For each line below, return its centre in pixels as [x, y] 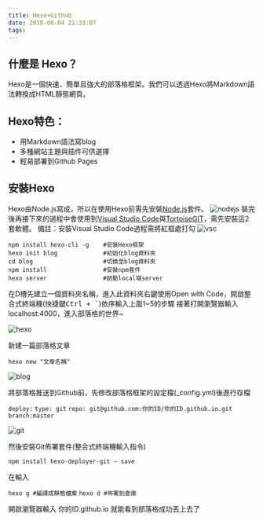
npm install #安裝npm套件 [75, 270]
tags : [17, 30]
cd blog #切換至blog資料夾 [82, 261]
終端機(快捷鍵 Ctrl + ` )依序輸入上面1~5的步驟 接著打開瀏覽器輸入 [130, 303]
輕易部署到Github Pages [58, 161]
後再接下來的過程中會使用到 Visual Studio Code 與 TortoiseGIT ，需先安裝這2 [129, 218]
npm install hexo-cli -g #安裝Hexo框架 [76, 244]
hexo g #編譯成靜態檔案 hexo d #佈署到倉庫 [73, 493]
